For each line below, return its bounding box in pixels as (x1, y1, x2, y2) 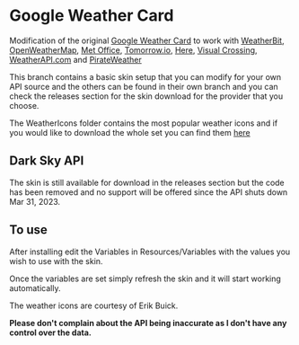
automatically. (9, 282, 61, 293)
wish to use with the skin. (9, 255, 103, 266)
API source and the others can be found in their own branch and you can (9, 81, 278, 92)
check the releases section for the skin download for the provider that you (9, 91, 284, 102)
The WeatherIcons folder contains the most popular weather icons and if (9, 118, 278, 128)
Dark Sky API (9, 154, 84, 169)
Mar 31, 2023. (9, 196, 61, 207)
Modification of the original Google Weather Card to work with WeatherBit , (9, 35, 285, 46)
